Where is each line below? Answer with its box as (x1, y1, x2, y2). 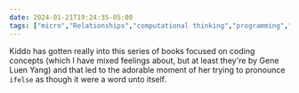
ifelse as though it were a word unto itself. (9, 74, 167, 84)
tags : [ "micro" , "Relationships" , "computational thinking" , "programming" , (9, 21, 289, 30)
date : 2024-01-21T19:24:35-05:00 (9, 12, 133, 22)
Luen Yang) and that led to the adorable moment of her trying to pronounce (9, 64, 286, 75)
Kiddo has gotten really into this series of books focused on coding (9, 45, 255, 56)
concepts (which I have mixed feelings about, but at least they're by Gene (9, 55, 279, 66)
